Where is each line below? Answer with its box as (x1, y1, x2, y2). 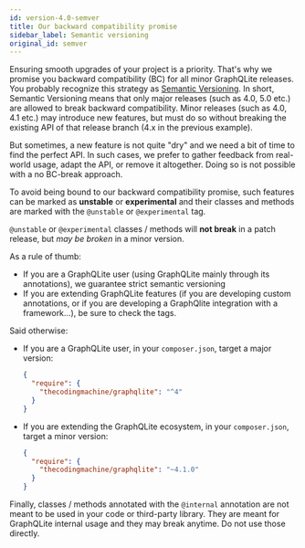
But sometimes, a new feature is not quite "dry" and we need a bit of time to (9, 140, 295, 151)
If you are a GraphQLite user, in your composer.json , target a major (22, 343, 272, 354)
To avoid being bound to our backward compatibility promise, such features (9, 186, 295, 197)
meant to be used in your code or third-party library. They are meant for (9, 509, 280, 519)
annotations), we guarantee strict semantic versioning (22, 279, 226, 290)
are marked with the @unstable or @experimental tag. (9, 206, 206, 217)
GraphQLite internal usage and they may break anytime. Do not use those (9, 518, 286, 529)
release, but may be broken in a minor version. (9, 234, 184, 245)
